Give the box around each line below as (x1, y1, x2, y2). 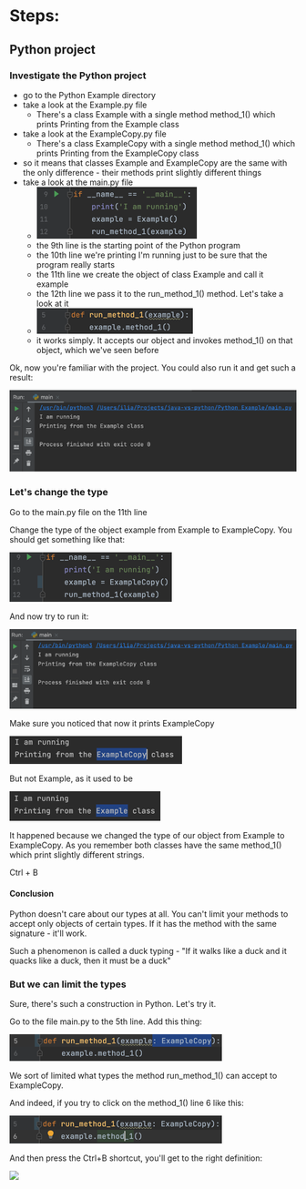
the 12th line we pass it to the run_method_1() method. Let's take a (36, 288, 284, 299)
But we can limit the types (9, 978, 127, 991)
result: (9, 371, 34, 382)
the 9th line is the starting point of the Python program (36, 239, 241, 250)
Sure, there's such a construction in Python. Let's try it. (9, 998, 217, 1009)
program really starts (36, 259, 116, 269)
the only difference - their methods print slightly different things (22, 167, 262, 178)
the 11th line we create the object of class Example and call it (36, 269, 264, 279)
